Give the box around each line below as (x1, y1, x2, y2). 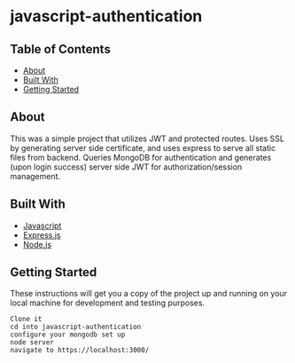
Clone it (10, 315, 43, 324)
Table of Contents (10, 42, 112, 57)
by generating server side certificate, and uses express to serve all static (10, 142, 276, 153)
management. (10, 170, 61, 181)
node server (10, 338, 54, 347)
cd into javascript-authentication (10, 322, 142, 332)
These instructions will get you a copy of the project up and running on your (10, 288, 287, 299)
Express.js (22, 229, 61, 241)
